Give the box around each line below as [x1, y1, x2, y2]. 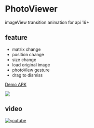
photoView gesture [12, 67, 50, 73]
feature [5, 33, 28, 42]
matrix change [12, 46, 41, 52]
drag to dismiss [12, 72, 43, 78]
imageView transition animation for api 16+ [5, 19, 90, 25]
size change [12, 57, 37, 63]
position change [12, 51, 44, 57]
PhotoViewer [5, 3, 58, 15]
